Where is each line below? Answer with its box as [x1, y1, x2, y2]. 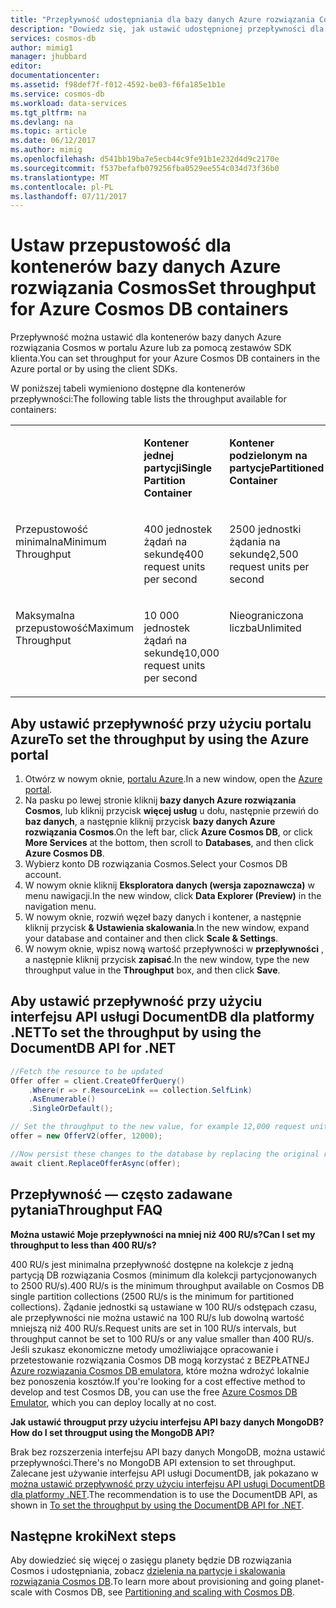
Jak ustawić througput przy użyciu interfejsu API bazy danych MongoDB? [10, 1416, 325, 1428]
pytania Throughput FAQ [10, 1202, 163, 1219]
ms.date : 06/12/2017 [10, 136, 97, 146]
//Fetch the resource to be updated [10, 1066, 163, 1076]
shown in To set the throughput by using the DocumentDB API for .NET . [10, 1499, 305, 1511]
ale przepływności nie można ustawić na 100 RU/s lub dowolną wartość [10, 1311, 305, 1323]
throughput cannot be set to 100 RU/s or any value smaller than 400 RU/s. [10, 1332, 315, 1345]
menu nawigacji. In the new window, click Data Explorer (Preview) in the [24, 890, 322, 901]
